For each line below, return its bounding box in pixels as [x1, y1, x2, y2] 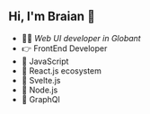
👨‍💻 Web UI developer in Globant [21, 32, 141, 43]
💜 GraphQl [21, 93, 60, 104]
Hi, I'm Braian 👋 [8, 9, 95, 24]
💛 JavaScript [21, 56, 69, 66]
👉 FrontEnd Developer [21, 42, 108, 54]
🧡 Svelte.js [21, 75, 61, 85]
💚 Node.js [21, 84, 58, 95]
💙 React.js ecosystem [21, 65, 102, 76]
